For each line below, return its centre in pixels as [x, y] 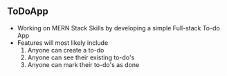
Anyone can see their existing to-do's [81, 57]
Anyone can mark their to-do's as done [83, 64]
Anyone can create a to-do [66, 50]
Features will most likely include [63, 42]
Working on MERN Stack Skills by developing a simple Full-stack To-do [118, 28]
